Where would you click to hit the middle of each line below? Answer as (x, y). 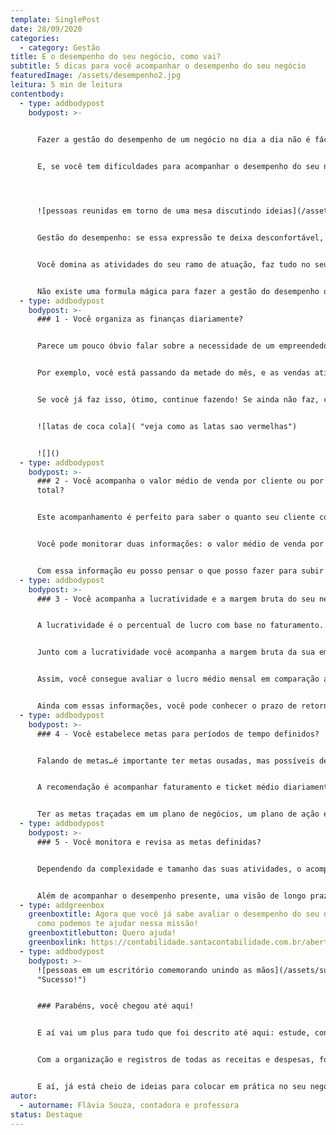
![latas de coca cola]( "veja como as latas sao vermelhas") (167, 426)
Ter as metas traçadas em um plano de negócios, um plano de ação (178, 814)
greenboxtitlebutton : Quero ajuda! (102, 933)
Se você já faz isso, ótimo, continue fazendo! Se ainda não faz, (178, 400)
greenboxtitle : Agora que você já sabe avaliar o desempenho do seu (174, 914)
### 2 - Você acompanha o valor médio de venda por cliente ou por (180, 481)
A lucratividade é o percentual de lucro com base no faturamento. (180, 626)
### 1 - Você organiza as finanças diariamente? (140, 319)
